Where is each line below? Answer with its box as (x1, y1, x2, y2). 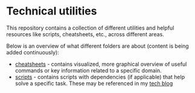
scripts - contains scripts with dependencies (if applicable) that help (14, 73, 185, 80)
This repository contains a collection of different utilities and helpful (6, 24, 174, 31)
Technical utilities (6, 4, 97, 18)
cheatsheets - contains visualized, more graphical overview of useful (14, 60, 187, 68)
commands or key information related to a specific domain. (14, 66, 162, 74)
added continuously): (6, 48, 59, 56)
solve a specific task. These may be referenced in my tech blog (14, 80, 173, 87)
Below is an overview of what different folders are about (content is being (6, 42, 189, 50)
